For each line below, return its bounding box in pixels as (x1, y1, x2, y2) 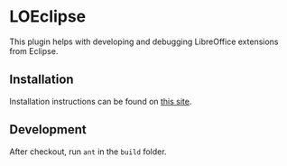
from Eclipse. (9, 45, 59, 56)
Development (9, 122, 88, 137)
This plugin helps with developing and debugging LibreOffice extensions (9, 36, 279, 47)
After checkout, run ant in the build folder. (9, 146, 167, 157)
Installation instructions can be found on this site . (9, 96, 192, 106)
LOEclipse (9, 6, 87, 27)
